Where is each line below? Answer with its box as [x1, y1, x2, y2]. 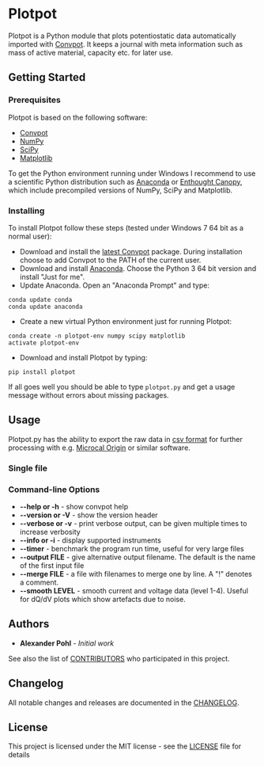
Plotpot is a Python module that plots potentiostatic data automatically [8, 31, 236, 40]
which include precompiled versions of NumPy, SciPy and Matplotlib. [8, 185, 233, 195]
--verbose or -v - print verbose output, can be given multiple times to [19, 518, 247, 528]
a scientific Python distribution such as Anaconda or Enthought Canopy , [8, 177, 243, 186]
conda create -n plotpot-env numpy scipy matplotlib [8, 332, 186, 340]
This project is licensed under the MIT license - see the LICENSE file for [8, 741, 242, 751]
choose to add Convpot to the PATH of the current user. [19, 255, 202, 265]
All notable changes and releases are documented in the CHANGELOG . [8, 698, 239, 707]
